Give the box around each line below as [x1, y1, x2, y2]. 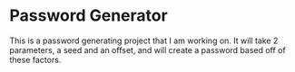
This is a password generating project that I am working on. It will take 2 [9, 35, 279, 46]
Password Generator [9, 5, 168, 26]
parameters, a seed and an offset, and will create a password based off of [9, 44, 286, 55]
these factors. [9, 54, 62, 65]
